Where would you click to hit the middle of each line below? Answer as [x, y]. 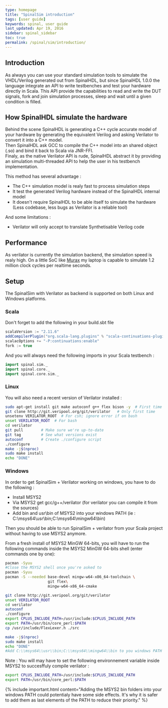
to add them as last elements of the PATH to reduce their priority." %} [76, 700]
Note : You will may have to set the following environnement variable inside [82, 661]
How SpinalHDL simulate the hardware [66, 117]
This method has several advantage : [43, 177]
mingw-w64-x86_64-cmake [72, 586]
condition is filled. [23, 101]
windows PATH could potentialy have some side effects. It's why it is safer [82, 695]
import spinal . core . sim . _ [32, 374]
